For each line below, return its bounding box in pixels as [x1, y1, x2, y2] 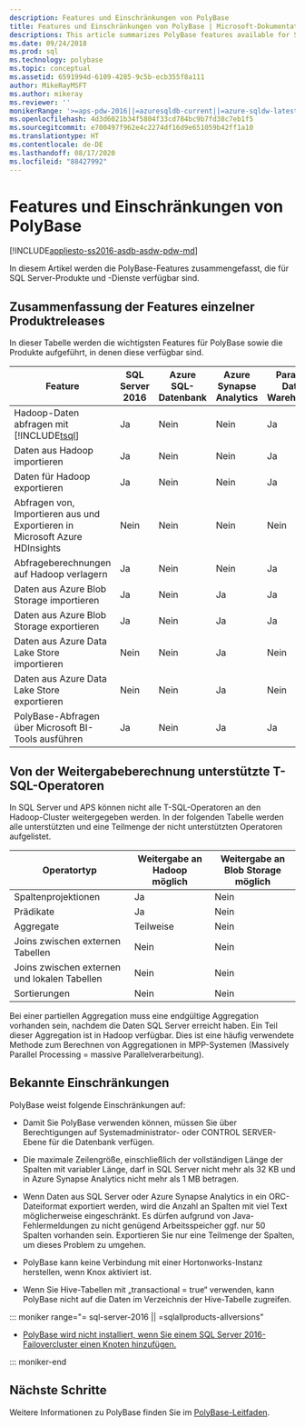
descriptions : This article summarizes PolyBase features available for [9, 30, 290, 39]
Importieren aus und [14, 508, 101, 521]
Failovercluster [22, 1338, 79, 1350]
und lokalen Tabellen [14, 973, 103, 985]
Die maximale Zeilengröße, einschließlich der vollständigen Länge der [22, 1153, 283, 1164]
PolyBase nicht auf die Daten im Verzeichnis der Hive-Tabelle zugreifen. [22, 1293, 292, 1304]
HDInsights [14, 542, 62, 554]
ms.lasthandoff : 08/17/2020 [9, 148, 116, 157]
